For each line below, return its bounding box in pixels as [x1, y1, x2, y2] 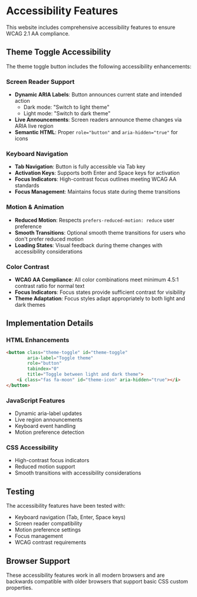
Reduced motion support [14, 463, 75, 471]
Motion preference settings [14, 526, 81, 533]
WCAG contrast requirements [14, 539, 87, 546]
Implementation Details [6, 318, 94, 329]
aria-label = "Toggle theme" [27, 355, 94, 361]
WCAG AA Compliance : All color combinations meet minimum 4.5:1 [14, 276, 179, 283]
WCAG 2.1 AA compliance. [6, 30, 70, 37]
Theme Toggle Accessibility [6, 47, 111, 57]
